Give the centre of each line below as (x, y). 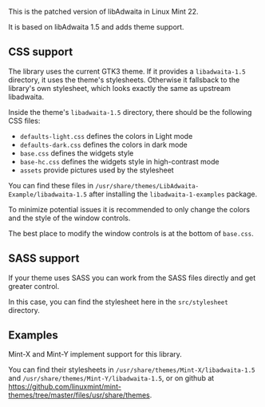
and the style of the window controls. (69, 218)
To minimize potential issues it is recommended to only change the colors (129, 209)
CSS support (41, 52)
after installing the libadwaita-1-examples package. (173, 194)
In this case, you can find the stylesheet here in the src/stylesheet (119, 302)
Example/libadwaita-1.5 (48, 195)
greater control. (34, 286)
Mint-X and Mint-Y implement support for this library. (95, 354)
